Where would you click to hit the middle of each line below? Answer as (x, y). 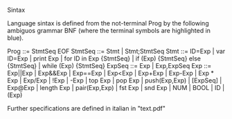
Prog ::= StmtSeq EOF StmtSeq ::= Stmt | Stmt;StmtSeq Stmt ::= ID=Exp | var (116, 51)
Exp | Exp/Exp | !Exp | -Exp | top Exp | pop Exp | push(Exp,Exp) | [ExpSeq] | (115, 80)
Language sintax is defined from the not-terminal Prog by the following (108, 23)
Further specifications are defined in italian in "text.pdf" (87, 108)
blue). (16, 38)
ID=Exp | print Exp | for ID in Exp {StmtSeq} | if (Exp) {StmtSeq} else (104, 58)
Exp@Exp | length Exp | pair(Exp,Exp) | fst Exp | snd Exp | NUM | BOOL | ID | (116, 88)
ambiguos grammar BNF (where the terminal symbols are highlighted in (109, 31)
